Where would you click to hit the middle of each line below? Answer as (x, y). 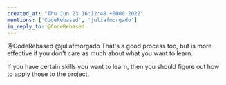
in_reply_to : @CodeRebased (46, 26)
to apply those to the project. (48, 74)
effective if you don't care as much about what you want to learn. (100, 53)
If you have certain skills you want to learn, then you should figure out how (113, 67)
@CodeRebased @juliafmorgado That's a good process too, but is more (110, 46)
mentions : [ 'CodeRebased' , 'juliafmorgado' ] (72, 20)
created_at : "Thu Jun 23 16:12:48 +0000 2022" (75, 13)
